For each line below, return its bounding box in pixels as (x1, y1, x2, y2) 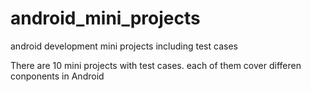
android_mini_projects (10, 7, 201, 30)
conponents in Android (10, 70, 105, 82)
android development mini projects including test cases (10, 40, 238, 52)
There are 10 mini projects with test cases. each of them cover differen (10, 59, 302, 71)
